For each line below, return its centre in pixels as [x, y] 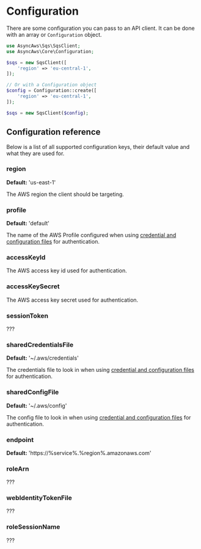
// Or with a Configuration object [52, 85]
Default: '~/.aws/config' [37, 405]
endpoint [20, 440]
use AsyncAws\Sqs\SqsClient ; [43, 46]
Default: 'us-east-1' [31, 182]
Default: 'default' [28, 224]
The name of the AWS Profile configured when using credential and [91, 235]
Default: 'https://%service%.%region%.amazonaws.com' [79, 453]
